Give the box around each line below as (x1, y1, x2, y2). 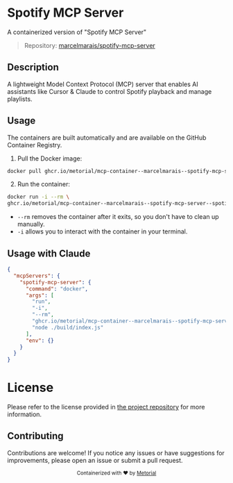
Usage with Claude (7, 247, 91, 259)
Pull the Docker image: (17, 154, 83, 163)
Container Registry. (7, 140, 62, 149)
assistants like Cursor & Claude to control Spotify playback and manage (7, 87, 212, 95)
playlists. (7, 95, 33, 103)
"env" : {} (25, 337, 54, 344)
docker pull (7, 167, 42, 174)
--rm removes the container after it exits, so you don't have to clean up (17, 213, 220, 221)
